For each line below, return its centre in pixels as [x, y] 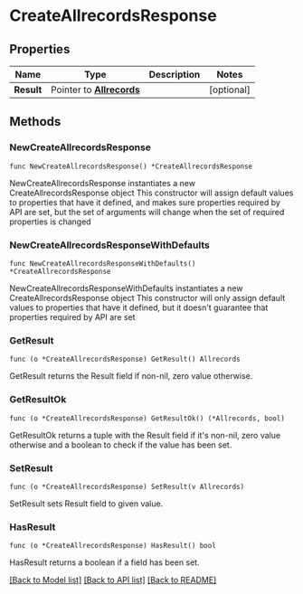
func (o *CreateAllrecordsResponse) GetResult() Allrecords [125, 359]
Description [175, 75]
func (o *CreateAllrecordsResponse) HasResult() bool [113, 546]
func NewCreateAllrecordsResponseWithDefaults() [103, 263]
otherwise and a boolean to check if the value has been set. [121, 445]
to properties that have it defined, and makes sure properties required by [145, 202]
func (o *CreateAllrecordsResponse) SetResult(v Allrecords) [127, 486]
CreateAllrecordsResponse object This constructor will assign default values [151, 193]
